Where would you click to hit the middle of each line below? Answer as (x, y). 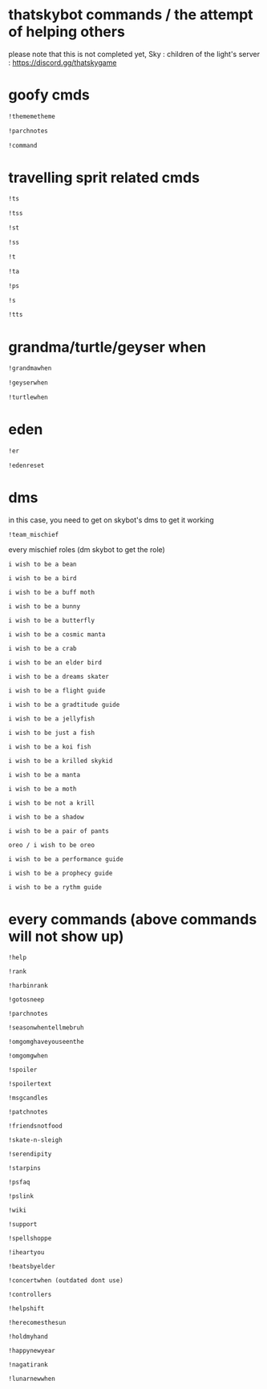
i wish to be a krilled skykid (61, 761)
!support (23, 1225)
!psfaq (19, 1182)
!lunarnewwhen (32, 1379)
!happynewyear (32, 1351)
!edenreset (26, 465)
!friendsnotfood (35, 1126)
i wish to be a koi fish (50, 747)
